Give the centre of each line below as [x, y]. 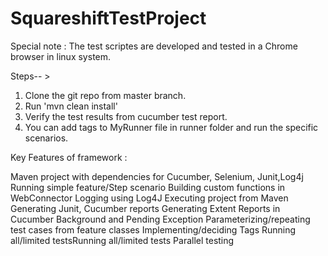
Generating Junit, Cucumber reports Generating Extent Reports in [145, 208]
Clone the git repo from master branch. [105, 95]
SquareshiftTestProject [108, 18]
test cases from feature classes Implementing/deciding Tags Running [153, 229]
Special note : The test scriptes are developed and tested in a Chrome [154, 46]
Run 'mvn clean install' [71, 106]
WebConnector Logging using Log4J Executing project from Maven [149, 198]
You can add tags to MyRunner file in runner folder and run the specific [171, 127]
